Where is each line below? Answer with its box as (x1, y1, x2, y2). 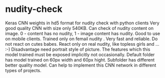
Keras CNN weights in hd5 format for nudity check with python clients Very (5, 20, 160, 26)
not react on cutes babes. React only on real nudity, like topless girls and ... (5, 41, 160, 47)
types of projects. (5, 67, 41, 73)
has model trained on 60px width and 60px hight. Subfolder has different (5, 57, 155, 63)
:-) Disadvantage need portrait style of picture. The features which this (5, 46, 151, 52)
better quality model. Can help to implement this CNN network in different (5, 62, 157, 68)
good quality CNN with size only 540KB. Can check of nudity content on (5, 25, 154, 31)
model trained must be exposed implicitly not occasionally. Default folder (5, 51, 155, 58)
